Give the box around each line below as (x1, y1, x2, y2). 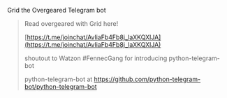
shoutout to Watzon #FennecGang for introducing (24, 54, 168, 62)
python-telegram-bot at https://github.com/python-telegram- (24, 75, 201, 83)
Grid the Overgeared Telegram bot (7, 6, 106, 14)
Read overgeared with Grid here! (24, 20, 119, 27)
